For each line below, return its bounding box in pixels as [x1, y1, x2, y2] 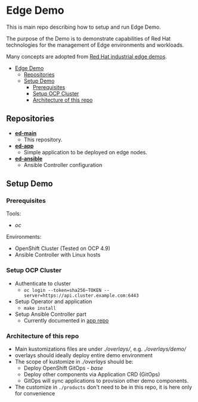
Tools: [6, 210, 21, 217]
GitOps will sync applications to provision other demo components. [23, 377, 189, 385]
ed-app [14, 142, 34, 150]
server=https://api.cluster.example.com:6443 [23, 293, 139, 299]
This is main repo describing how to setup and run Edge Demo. [6, 23, 161, 31]
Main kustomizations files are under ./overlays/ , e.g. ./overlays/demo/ [14, 345, 187, 353]
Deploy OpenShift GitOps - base [23, 364, 103, 371]
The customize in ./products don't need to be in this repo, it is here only [14, 383, 193, 391]
